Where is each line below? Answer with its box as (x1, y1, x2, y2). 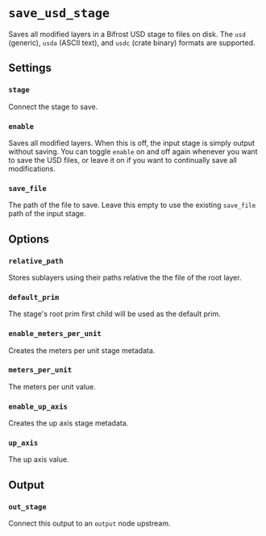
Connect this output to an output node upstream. (8, 518, 171, 529)
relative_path (8, 256, 64, 265)
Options (8, 232, 50, 246)
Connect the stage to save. (8, 102, 98, 111)
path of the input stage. (8, 209, 86, 218)
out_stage (8, 502, 47, 511)
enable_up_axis (8, 401, 69, 411)
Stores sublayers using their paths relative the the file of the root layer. (8, 272, 242, 282)
